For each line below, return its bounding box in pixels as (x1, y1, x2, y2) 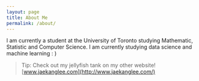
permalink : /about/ (6, 20, 56, 26)
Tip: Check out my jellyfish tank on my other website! (21, 62, 156, 69)
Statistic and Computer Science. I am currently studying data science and (6, 43, 192, 51)
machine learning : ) (6, 50, 57, 57)
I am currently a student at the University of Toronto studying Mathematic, (6, 37, 193, 44)
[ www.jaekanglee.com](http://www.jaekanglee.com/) (21, 68, 156, 76)
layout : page (6, 9, 40, 15)
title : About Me (6, 15, 48, 21)
